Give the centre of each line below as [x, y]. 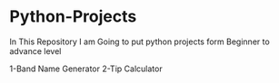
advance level [35, 51]
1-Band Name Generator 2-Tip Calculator [86, 69]
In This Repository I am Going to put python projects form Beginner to [139, 41]
